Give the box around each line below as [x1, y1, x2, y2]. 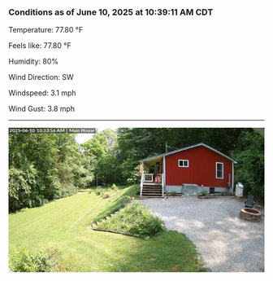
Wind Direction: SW [8, 72, 75, 82]
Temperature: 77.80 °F [8, 25, 84, 35]
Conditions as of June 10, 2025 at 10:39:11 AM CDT [8, 7, 214, 18]
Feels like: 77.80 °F [8, 41, 71, 50]
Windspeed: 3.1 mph [8, 88, 76, 98]
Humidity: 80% [8, 56, 59, 67]
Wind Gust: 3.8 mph [8, 104, 76, 114]
